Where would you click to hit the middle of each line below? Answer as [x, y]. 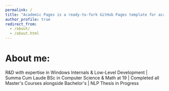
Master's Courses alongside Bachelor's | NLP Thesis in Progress [72, 83]
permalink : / [19, 10]
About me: [28, 58]
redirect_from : [21, 24]
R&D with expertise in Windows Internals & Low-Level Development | [76, 72]
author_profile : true [28, 19]
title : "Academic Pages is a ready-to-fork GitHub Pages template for [81, 15]
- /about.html [24, 33]
